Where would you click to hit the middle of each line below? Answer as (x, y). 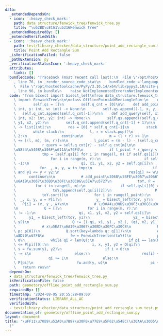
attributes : (22, 69)
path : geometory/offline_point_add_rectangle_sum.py (64, 285)
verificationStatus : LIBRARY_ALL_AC (46, 299)
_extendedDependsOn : (30, 14)
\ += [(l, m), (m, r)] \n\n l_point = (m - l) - (75, 141)
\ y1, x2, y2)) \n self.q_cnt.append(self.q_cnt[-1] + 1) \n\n (84, 123)
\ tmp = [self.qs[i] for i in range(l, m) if (73, 154)
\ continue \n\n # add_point (59, 177)
